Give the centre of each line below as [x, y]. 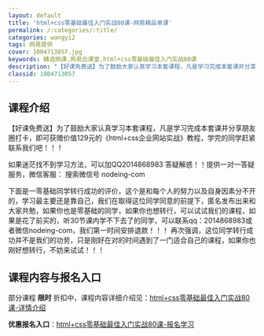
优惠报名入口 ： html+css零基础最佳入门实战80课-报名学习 [101, 324]
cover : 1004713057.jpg [45, 52]
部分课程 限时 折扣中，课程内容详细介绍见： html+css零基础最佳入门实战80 [129, 298]
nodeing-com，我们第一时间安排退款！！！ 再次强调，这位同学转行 [137, 231]
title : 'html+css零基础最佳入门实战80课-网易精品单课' [90, 23]
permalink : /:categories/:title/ [63, 30]
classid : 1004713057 [42, 74]
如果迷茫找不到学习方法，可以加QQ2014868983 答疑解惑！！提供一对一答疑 [132, 164]
